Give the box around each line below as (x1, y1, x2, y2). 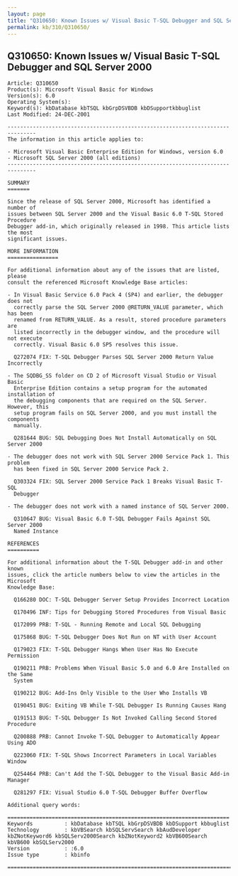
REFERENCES (7, 540, 40, 547)
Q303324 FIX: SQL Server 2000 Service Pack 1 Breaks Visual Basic (13, 478, 214, 486)
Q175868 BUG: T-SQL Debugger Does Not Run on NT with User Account (13, 634, 217, 641)
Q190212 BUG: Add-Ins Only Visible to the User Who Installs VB (13, 690, 208, 697)
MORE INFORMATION (7, 248, 59, 255)
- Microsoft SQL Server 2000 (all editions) (7, 154, 141, 162)
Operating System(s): (7, 99, 72, 106)
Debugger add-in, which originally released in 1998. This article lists (7, 223, 230, 230)
